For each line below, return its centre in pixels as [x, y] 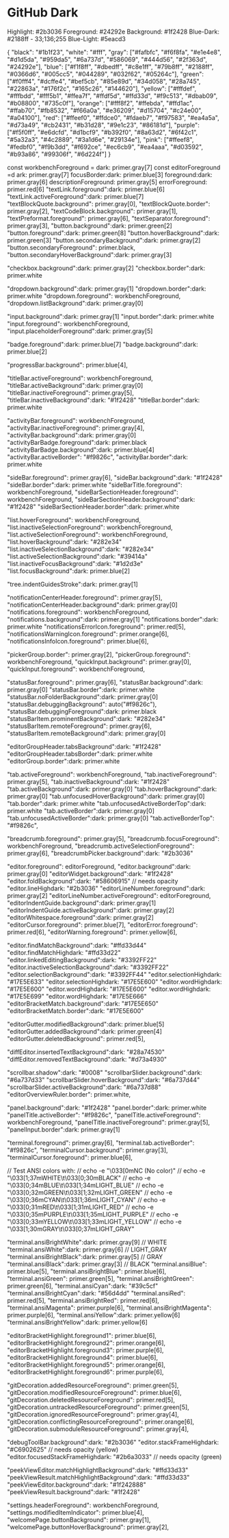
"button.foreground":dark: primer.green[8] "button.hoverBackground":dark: [113, 233]
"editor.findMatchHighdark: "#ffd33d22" [64, 952]
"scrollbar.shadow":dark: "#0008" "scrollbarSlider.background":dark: [105, 1072]
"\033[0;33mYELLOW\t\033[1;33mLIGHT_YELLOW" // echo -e [95, 1221]
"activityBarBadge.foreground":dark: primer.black [77, 442]
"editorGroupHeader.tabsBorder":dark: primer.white [80, 754]
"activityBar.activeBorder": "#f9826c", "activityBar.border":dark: [97, 456]
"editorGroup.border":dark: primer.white [64, 761]
